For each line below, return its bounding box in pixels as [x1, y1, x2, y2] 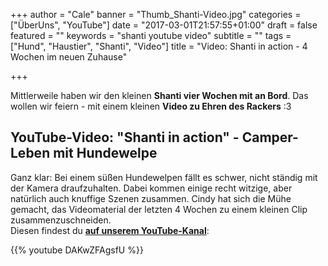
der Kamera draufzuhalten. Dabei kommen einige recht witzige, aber [10, 182, 293, 194]
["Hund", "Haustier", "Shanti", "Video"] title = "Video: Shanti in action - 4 [10, 40, 308, 52]
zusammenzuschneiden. [10, 214, 112, 226]
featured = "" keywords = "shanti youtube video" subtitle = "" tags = [10, 30, 292, 41]
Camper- [241, 129, 299, 146]
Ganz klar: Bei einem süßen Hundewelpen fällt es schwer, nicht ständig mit [10, 171, 318, 183]
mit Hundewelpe [53, 145, 158, 162]
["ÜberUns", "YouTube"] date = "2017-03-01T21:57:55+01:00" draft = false [10, 19, 318, 31]
